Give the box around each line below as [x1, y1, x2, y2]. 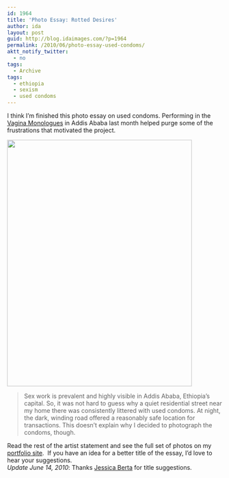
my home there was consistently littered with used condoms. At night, [23, 407, 221, 414]
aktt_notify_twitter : [7, 49, 69, 55]
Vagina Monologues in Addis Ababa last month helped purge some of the [7, 119, 213, 127]
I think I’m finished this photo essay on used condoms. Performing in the [7, 112, 211, 120]
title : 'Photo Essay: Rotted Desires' [7, 16, 118, 23]
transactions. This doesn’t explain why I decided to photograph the [23, 421, 213, 429]
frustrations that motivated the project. [7, 126, 116, 134]
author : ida [7, 23, 41, 29]
